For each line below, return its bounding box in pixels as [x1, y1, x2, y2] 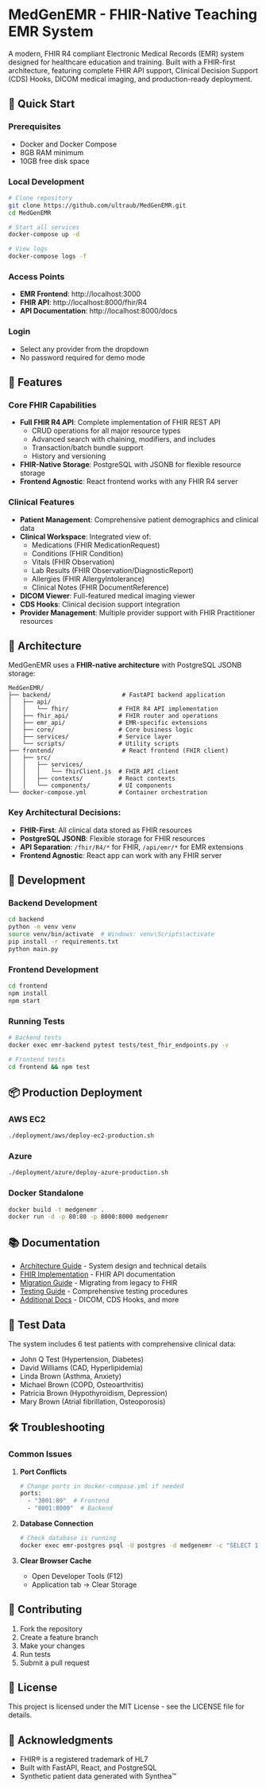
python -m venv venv [8, 923, 77, 931]
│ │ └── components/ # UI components [8, 781, 172, 789]
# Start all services [8, 223, 80, 232]
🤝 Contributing [8, 1603, 83, 1616]
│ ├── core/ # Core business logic [8, 726, 194, 734]
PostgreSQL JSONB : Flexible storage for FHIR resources [19, 833, 206, 843]
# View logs [8, 245, 48, 253]
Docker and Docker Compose [19, 139, 118, 149]
